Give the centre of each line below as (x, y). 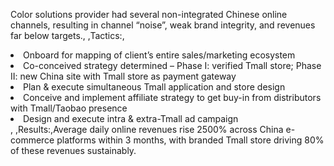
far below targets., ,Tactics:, (67, 35)
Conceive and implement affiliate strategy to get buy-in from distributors (172, 97)
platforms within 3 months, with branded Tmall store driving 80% (190, 140)
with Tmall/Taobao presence (69, 108)
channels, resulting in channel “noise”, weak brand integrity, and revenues (163, 25)
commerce (32, 140)
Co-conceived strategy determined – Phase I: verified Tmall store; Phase (172, 65)
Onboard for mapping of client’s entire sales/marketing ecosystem (159, 55)
